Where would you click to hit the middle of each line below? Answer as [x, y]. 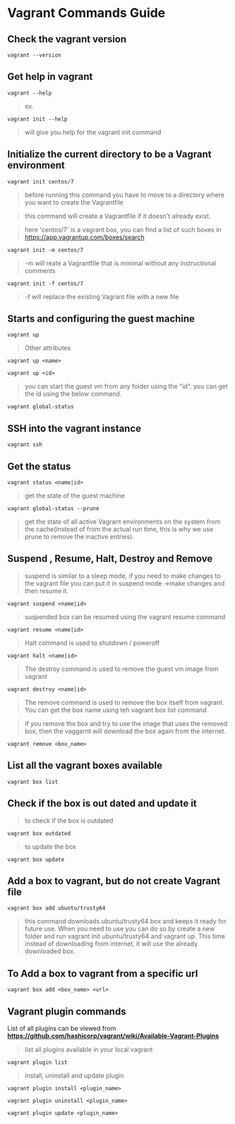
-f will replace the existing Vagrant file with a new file [102, 296]
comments [40, 270]
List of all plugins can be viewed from [62, 1028]
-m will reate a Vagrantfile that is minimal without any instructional [120, 263]
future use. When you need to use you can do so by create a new [120, 929]
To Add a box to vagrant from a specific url [103, 973]
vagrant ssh [25, 445]
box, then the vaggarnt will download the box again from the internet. [125, 731]
